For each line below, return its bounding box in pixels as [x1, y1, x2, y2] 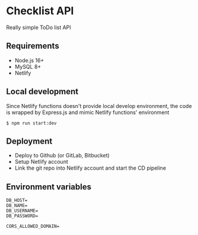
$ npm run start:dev [6, 120, 58, 126]
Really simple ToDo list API [6, 24, 71, 31]
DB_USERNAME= [6, 208, 39, 214]
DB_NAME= [6, 203, 28, 209]
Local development [6, 87, 79, 97]
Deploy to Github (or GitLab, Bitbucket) [14, 152, 110, 159]
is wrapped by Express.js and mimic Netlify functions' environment [6, 109, 170, 116]
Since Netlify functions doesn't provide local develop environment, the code [6, 102, 192, 109]
